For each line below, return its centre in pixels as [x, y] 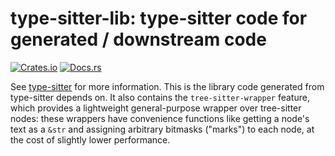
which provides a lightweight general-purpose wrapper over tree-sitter [156, 108]
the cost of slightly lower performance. [90, 139]
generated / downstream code [138, 39]
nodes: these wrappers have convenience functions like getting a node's [160, 118]
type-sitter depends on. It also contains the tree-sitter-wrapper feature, [160, 97]
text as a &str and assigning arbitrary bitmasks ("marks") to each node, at [162, 129]
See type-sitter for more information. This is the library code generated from [167, 86]
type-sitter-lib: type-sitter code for [159, 18]
